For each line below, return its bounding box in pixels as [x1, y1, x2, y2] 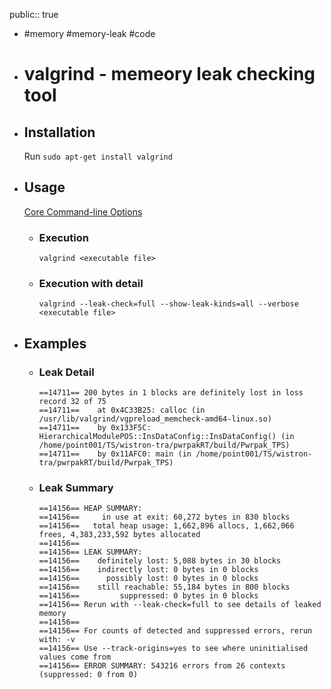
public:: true [9, 9, 59, 20]
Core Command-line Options [23, 205, 143, 218]
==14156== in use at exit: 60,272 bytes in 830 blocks [38, 512, 291, 523]
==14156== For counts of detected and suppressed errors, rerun [38, 626, 313, 636]
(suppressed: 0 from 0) [38, 670, 139, 680]
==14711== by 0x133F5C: [38, 423, 152, 433]
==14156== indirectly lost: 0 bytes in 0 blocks [38, 565, 259, 575]
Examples [23, 335, 87, 352]
